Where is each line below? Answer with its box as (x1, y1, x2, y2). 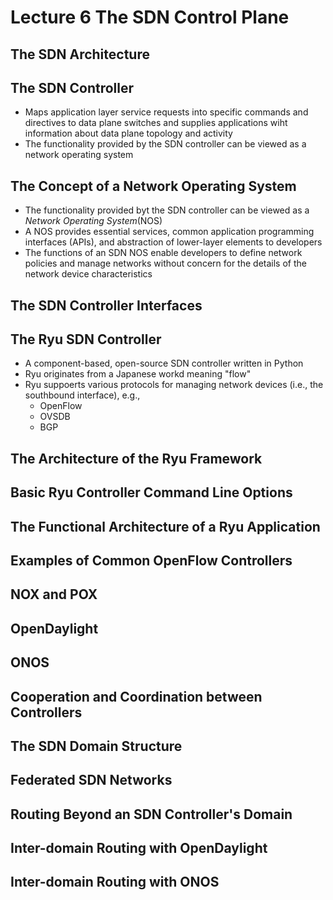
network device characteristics (24, 268, 153, 280)
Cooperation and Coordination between (10, 688, 263, 705)
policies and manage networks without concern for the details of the (24, 257, 307, 270)
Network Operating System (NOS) (24, 215, 163, 227)
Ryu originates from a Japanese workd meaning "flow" (24, 368, 252, 380)
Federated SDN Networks (10, 772, 173, 789)
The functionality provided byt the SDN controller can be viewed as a (24, 204, 310, 216)
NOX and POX (10, 586, 98, 603)
